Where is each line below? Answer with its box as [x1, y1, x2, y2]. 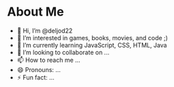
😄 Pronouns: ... [16, 65, 61, 73]
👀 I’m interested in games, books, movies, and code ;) [16, 33, 169, 41]
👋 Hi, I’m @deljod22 [16, 27, 73, 35]
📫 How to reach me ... [16, 56, 81, 64]
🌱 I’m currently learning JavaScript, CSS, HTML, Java [16, 41, 167, 49]
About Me [7, 4, 64, 20]
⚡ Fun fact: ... [16, 73, 55, 82]
